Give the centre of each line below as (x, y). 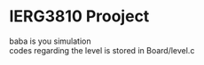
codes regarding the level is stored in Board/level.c (102, 50)
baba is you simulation (50, 41)
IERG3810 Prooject (79, 16)
